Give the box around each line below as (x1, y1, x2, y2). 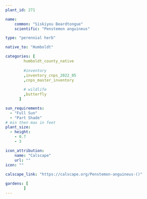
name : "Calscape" (14, 153, 52, 158)
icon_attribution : (5, 148, 44, 153)
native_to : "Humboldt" (5, 44, 54, 50)
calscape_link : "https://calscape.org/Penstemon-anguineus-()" (5, 172, 143, 177)
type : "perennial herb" (5, 35, 56, 41)
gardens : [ (5, 181, 29, 186)
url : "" (14, 158, 31, 163)
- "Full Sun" (10, 110, 38, 115)
